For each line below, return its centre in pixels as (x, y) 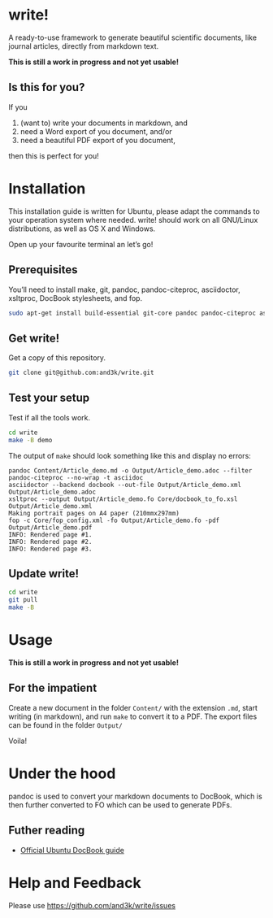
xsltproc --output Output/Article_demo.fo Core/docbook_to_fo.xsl (123, 499)
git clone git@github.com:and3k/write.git (81, 373)
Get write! (34, 338)
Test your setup (49, 398)
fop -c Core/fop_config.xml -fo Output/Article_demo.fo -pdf (114, 520)
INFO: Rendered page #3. (50, 549)
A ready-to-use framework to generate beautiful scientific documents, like (133, 37)
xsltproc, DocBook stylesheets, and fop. (76, 298)
